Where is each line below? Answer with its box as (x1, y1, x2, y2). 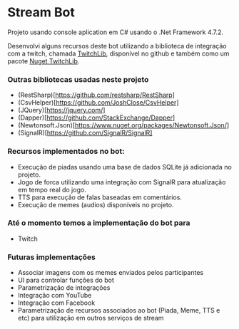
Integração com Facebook (17, 298, 96, 307)
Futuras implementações (7, 252, 96, 262)
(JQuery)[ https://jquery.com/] (17, 106, 106, 115)
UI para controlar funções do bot (17, 276, 114, 285)
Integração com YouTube (17, 291, 92, 300)
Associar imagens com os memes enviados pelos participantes (17, 268, 204, 277)
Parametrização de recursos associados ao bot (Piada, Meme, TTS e (17, 306, 220, 315)
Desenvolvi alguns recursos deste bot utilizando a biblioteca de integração (7, 41, 227, 50)
